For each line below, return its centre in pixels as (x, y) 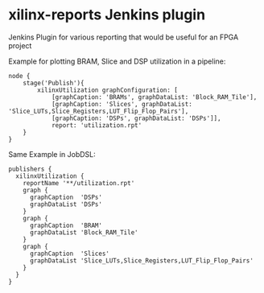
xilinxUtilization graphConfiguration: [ (108, 90)
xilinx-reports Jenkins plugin (107, 15)
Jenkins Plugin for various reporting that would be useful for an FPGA (124, 37)
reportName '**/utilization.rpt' (79, 183)
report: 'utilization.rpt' (97, 125)
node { (19, 76)
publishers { (30, 169)
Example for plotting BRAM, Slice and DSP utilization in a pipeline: (117, 61)
